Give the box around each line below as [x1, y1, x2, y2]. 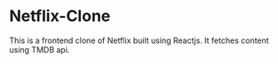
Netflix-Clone [9, 6, 111, 26]
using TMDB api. [9, 44, 70, 54]
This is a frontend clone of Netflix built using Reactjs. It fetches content [9, 35, 269, 46]
